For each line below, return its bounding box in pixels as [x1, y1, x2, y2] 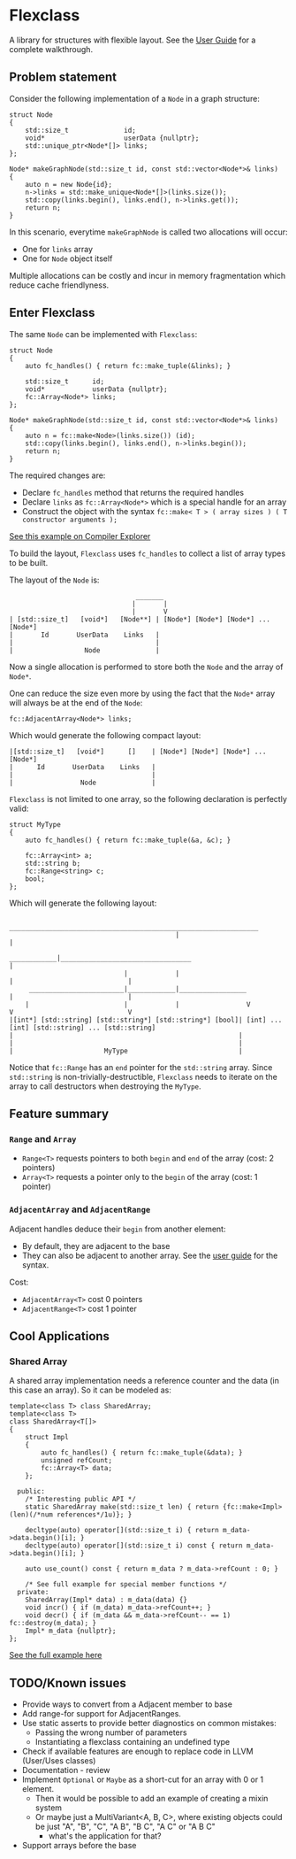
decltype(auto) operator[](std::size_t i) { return [25, 1526, 219, 1535]
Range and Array [9, 1132, 77, 1145]
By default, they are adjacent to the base [21, 1240, 171, 1251]
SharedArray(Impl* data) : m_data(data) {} [25, 1595, 188, 1605]
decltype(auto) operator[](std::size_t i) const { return [25, 1541, 243, 1550]
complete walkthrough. [9, 43, 94, 54]
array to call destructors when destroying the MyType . [9, 1081, 201, 1091]
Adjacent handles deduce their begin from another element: [9, 1223, 226, 1234]
